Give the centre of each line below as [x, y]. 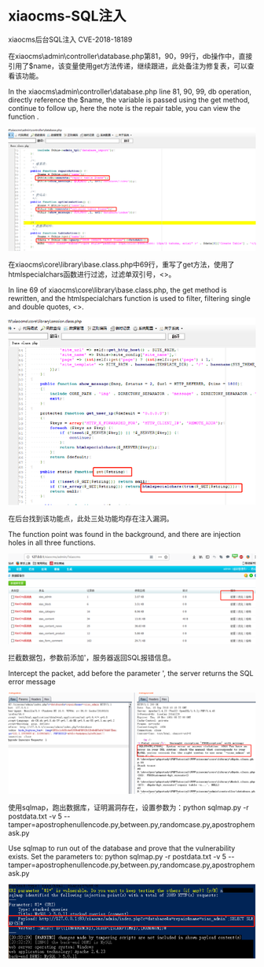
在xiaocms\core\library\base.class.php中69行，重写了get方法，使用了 [121, 265]
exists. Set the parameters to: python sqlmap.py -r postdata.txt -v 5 [117, 857]
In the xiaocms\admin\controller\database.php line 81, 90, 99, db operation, [130, 91]
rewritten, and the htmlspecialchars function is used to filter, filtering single [130, 299]
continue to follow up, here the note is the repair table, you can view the [125, 108]
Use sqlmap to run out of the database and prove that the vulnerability [122, 848]
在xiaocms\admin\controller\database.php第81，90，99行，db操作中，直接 [130, 56]
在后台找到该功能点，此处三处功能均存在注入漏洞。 [91, 519]
